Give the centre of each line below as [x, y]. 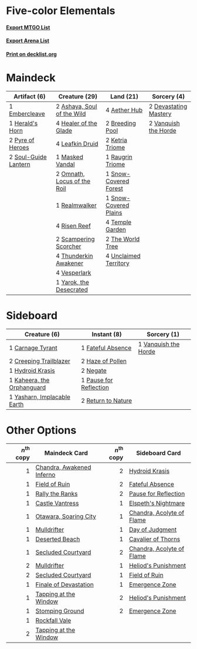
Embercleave [27, 114]
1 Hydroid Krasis [32, 371]
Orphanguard [28, 387]
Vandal [65, 164]
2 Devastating [168, 106]
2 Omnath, [70, 174]
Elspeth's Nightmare [157, 504]
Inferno [45, 475]
